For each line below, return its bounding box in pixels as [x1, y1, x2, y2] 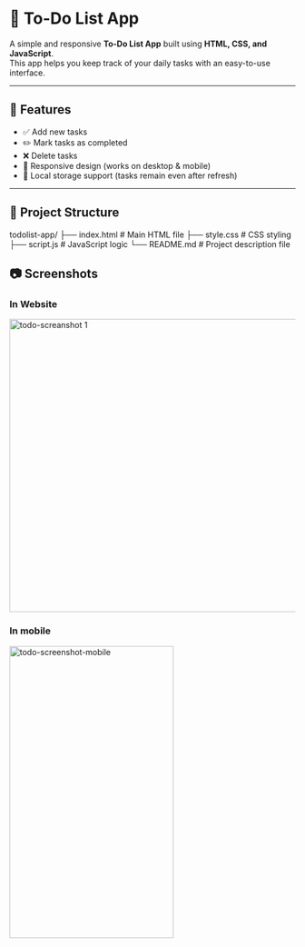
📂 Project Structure [9, 204, 120, 221]
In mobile [9, 624, 52, 637]
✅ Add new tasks [22, 126, 88, 137]
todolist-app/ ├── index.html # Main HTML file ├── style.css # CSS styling [9, 229, 292, 240]
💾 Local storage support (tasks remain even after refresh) [22, 170, 238, 181]
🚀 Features [9, 102, 72, 117]
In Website [9, 297, 58, 310]
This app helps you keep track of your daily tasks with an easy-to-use [9, 57, 271, 68]
